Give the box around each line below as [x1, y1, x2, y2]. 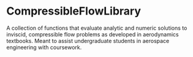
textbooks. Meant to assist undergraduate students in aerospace [6, 37, 170, 44]
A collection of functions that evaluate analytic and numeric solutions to [6, 24, 187, 32]
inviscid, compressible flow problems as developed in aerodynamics [6, 30, 179, 38]
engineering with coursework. [6, 44, 82, 51]
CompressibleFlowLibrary [6, 4, 142, 18]
